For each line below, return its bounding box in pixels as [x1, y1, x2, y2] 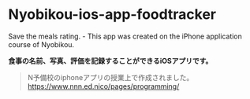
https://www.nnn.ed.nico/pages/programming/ [27, 81, 180, 91]
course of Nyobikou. [8, 39, 75, 49]
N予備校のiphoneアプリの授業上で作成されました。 [27, 72, 194, 82]
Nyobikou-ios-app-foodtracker [8, 5, 217, 24]
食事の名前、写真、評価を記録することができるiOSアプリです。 [8, 56, 213, 65]
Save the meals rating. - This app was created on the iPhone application [8, 31, 243, 41]
